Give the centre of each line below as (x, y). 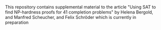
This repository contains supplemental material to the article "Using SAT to (80, 7)
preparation (17, 22)
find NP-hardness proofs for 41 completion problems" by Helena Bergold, (79, 12)
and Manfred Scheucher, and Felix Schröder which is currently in (71, 17)
